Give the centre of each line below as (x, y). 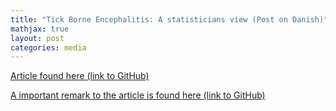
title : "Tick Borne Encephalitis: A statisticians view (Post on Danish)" (169, 19)
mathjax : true (40, 29)
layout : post (37, 38)
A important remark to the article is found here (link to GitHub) (138, 95)
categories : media (48, 47)
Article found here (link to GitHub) (80, 76)
